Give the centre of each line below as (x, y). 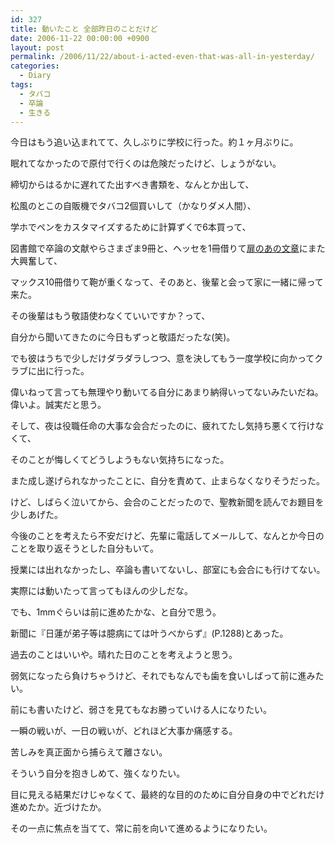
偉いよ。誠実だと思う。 (58, 405)
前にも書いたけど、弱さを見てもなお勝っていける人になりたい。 (141, 710)
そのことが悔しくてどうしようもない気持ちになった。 (120, 460)
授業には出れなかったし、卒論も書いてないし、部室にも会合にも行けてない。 (168, 570)
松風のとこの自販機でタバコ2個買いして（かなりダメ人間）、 (133, 206)
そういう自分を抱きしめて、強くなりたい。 (98, 773)
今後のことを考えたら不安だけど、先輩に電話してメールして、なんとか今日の (167, 536)
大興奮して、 (36, 261)
